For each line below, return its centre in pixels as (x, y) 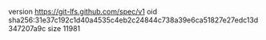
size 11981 (64, 28)
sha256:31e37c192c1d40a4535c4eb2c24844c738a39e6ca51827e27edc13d (133, 20)
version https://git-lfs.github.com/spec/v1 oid (83, 12)
